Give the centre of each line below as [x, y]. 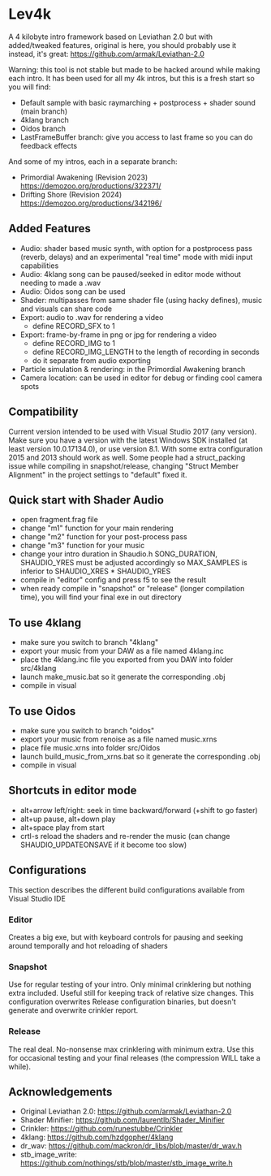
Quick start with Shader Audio [86, 500]
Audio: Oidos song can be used [73, 291]
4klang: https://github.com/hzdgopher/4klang [97, 1137]
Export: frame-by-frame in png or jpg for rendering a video [118, 335]
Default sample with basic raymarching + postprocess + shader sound [138, 102]
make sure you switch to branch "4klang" [89, 642]
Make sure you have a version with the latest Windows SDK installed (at [128, 440]
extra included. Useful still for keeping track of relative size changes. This [131, 993]
